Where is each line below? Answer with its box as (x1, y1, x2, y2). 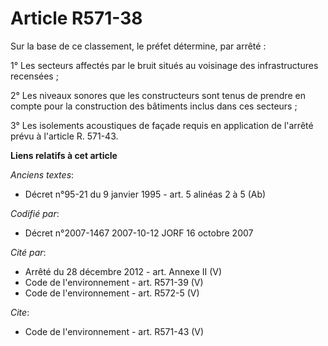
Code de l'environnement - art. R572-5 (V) (24, 287, 200, 299)
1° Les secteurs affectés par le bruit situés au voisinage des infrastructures (10, 59, 319, 71)
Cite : (10, 306, 30, 318)
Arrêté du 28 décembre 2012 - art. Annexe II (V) (24, 265, 223, 277)
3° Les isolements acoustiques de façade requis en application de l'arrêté (10, 119, 314, 131)
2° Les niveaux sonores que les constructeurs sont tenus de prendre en (10, 89, 306, 101)
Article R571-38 (10, 7, 143, 30)
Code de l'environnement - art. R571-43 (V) (24, 325, 205, 337)
